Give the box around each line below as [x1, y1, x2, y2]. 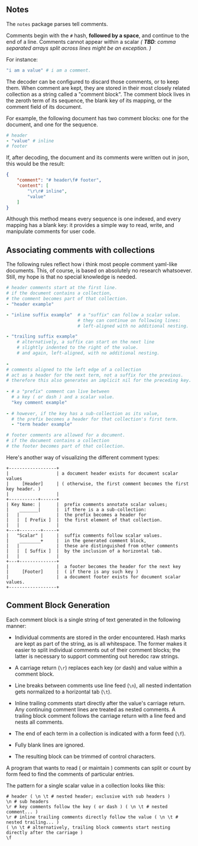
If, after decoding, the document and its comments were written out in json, [6, 154, 190, 161]
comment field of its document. [6, 103, 83, 110]
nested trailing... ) [6, 819, 60, 825]
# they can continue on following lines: [77, 317, 181, 323]
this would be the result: [6, 160, 65, 167]
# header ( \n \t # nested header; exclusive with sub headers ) [6, 793, 170, 799]
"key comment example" [11, 399, 67, 406]
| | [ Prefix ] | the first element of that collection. [6, 517, 163, 523]
